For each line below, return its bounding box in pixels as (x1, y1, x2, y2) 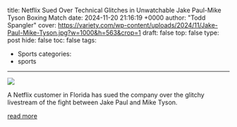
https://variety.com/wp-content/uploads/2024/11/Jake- (57, 21, 219, 29)
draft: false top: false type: (142, 28, 219, 37)
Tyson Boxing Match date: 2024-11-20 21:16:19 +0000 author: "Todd (7, 13, 206, 22)
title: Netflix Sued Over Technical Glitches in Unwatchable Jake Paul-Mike (7, 6, 222, 14)
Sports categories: (17, 49, 72, 58)
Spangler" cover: (7, 21, 56, 29)
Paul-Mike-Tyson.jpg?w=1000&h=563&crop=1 (7, 28, 141, 37)
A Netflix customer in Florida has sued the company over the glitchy (7, 91, 205, 99)
